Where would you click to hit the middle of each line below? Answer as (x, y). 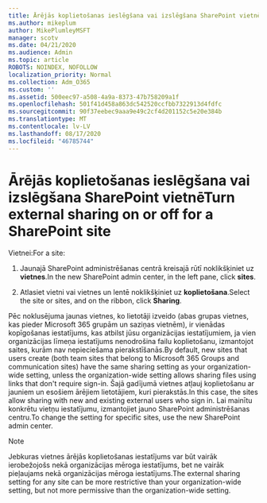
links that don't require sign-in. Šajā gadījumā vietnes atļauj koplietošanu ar (132, 384)
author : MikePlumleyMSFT (49, 30)
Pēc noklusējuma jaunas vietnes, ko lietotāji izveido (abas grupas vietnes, (128, 316)
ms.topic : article (39, 60)
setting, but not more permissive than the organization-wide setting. (120, 490)
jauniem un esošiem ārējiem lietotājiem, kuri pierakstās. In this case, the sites (133, 392)
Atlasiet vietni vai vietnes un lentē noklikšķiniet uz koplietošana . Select (135, 292)
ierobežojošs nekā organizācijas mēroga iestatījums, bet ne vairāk (116, 465)
